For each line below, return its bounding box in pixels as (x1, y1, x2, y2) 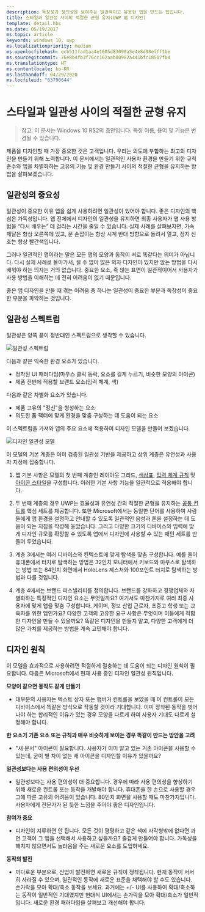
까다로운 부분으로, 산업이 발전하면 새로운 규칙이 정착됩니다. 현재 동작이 (15, 868, 183, 875)
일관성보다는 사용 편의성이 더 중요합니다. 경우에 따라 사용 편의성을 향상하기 (15, 778, 193, 785)
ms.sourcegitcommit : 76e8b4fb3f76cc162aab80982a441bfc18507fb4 (6, 54, 171, 61)
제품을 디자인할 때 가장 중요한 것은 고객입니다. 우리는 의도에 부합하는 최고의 (6, 147, 185, 155)
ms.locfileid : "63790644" (6, 77, 72, 83)
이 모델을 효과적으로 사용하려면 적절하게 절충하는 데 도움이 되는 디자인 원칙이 (6, 661, 189, 669)
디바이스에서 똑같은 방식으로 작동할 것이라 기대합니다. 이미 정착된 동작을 (15, 703, 187, 710)
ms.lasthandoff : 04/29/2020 (6, 72, 78, 78)
